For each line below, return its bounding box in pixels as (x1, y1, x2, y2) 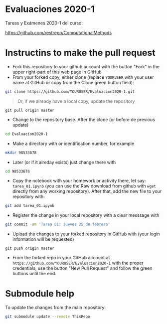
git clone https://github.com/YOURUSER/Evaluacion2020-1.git (5, 89, 135, 94)
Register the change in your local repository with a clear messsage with (12, 212, 160, 218)
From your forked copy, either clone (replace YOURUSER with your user (12, 74, 154, 80)
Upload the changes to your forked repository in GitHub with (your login (12, 231, 161, 237)
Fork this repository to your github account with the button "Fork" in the (12, 63, 160, 69)
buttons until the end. (12, 271, 56, 277)
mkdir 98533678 (5, 150, 37, 155)
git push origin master (5, 246, 55, 251)
